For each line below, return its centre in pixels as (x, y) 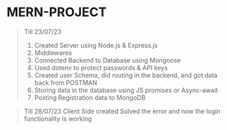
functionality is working (58, 118)
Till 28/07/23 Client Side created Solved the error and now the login (122, 111)
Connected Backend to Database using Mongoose (108, 60)
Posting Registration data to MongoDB (90, 97)
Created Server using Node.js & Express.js (96, 45)
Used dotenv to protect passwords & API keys (101, 67)
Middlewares (53, 53)
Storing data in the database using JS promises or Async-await (126, 90)
